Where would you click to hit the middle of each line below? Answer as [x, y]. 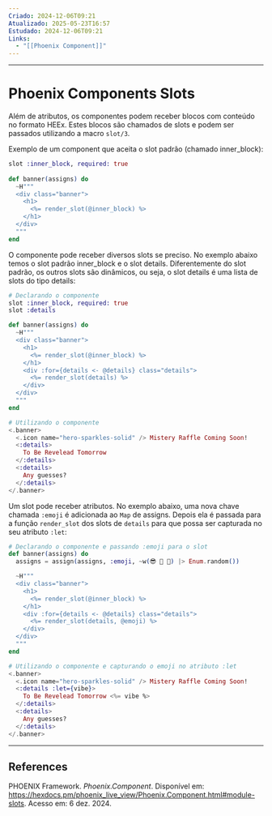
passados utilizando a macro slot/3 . [69, 134]
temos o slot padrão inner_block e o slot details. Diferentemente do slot [127, 263]
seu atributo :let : [38, 532]
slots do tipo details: [42, 280]
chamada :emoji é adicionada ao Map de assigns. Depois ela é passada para [135, 515]
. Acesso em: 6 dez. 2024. [68, 804]
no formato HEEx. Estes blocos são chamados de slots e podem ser [121, 125]
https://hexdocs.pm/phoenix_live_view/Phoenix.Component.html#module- [132, 795]
